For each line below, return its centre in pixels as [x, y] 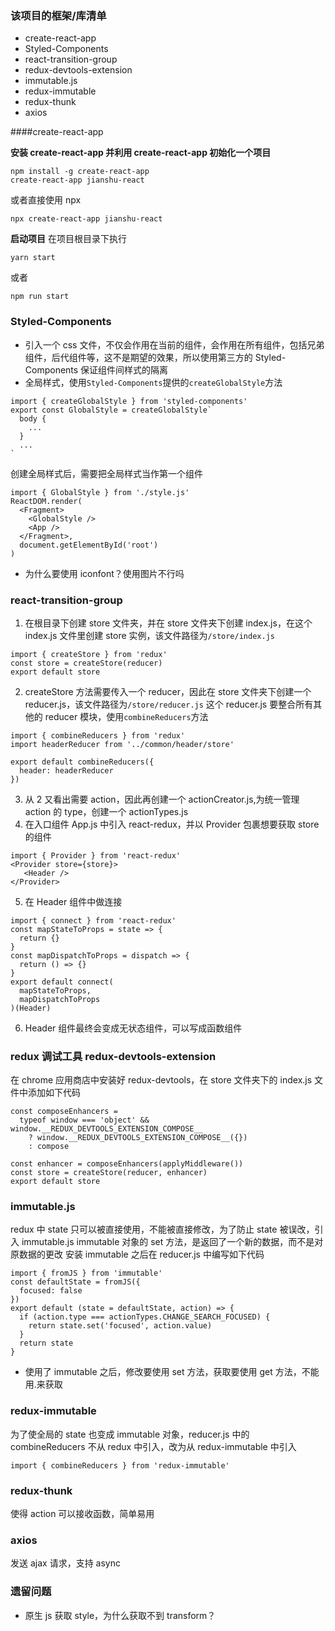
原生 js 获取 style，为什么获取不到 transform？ [120, 1615]
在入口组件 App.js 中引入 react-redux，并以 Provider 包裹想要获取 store [172, 824]
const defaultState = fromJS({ [75, 1282]
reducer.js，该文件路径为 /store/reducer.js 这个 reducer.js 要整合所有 [169, 704]
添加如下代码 [54, 1093]
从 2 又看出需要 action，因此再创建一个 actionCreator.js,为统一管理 [162, 799]
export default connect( [62, 982]
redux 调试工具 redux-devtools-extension [113, 1056]
